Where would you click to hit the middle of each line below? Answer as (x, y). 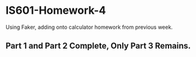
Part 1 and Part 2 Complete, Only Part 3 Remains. (98, 46)
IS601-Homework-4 (56, 10)
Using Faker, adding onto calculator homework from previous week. (89, 27)
